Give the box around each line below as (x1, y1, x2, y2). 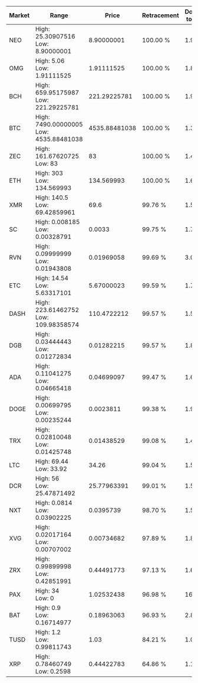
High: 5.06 (35, 57, 65, 64)
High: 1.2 (35, 628, 61, 636)
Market (9, 11, 30, 20)
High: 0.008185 (35, 218, 80, 226)
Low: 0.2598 (35, 668, 71, 675)
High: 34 (35, 587, 60, 595)
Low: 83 (35, 160, 58, 167)
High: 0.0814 (35, 499, 72, 507)
